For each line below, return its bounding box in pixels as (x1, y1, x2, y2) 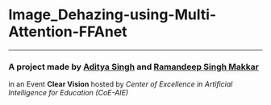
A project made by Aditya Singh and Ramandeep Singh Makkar (8, 61, 260, 72)
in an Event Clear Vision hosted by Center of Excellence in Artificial (8, 79, 233, 89)
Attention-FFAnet (8, 22, 127, 41)
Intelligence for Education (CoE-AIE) (8, 88, 129, 98)
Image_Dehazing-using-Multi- (8, 6, 217, 24)
